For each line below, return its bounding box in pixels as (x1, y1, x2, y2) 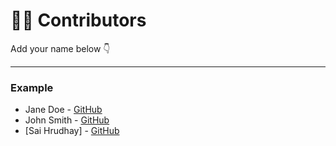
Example (10, 80, 54, 94)
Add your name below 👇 (10, 42, 111, 54)
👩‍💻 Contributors (10, 9, 147, 32)
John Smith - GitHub (24, 114, 110, 126)
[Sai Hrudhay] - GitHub (24, 125, 120, 137)
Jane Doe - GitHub (24, 104, 103, 116)
